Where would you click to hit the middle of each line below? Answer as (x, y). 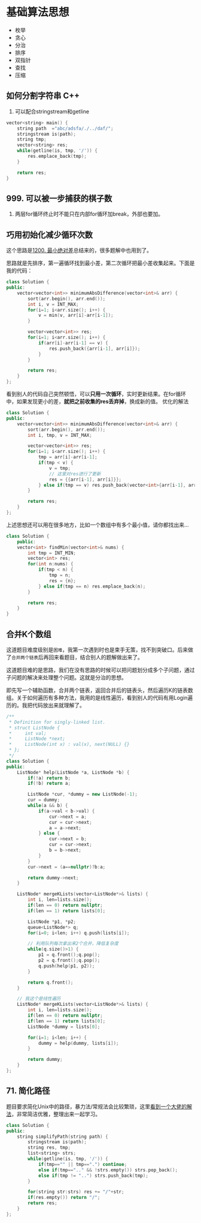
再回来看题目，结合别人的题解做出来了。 (93, 657)
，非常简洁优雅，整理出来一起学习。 (56, 1114)
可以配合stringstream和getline (52, 111)
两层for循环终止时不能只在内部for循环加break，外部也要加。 (89, 214)
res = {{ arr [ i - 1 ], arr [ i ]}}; (85, 479)
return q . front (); (51, 982)
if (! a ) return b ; (49, 778)
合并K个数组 (29, 634)
